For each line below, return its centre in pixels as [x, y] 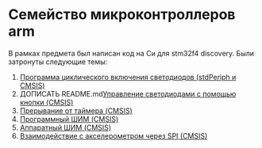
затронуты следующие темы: [58, 62]
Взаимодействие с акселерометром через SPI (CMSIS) [114, 135]
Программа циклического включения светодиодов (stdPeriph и [128, 77]
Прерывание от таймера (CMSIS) [76, 110]
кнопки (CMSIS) [46, 102]
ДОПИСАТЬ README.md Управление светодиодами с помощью [128, 93]
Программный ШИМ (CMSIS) [69, 119]
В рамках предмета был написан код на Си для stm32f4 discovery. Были [131, 53]
